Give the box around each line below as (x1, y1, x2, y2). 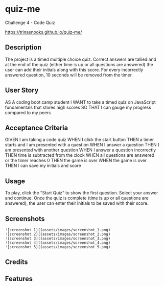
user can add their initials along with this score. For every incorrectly (5, 67, 143, 72)
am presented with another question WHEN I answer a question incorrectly (5, 147, 156, 153)
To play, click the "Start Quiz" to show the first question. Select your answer (5, 190, 158, 196)
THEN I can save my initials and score (5, 163, 82, 168)
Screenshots (5, 214, 45, 223)
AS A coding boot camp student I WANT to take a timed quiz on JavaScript (5, 99, 156, 105)
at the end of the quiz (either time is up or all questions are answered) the (5, 61, 153, 67)
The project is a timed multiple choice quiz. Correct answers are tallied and (5, 56, 157, 62)
